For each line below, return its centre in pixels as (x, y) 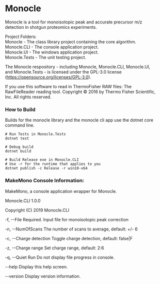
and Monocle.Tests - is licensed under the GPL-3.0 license (64, 72)
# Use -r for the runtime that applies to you (53, 164)
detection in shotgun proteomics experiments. (51, 27)
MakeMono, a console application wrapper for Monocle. (61, 191)
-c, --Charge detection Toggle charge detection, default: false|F (69, 238)
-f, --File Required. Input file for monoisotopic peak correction (67, 219)
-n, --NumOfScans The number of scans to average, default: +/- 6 (72, 229)
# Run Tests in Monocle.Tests (36, 134)
